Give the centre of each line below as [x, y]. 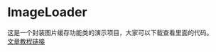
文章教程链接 [26, 41]
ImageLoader [47, 12]
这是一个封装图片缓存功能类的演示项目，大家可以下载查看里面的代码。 [110, 32]
